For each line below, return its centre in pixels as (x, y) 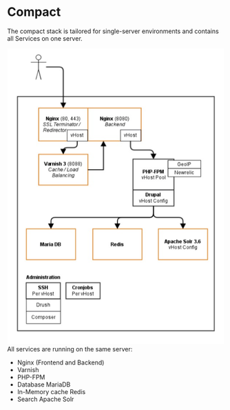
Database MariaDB (44, 384)
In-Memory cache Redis (51, 391)
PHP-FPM (31, 377)
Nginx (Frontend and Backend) (61, 362)
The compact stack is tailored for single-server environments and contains (113, 31)
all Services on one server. (45, 38)
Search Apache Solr (45, 399)
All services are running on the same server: (70, 349)
